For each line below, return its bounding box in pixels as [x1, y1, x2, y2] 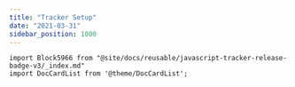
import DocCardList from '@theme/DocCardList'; [9, 69, 189, 78]
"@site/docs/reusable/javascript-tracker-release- [96, 54, 288, 63]
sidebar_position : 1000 [9, 29, 97, 38]
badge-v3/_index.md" [9, 61, 86, 71]
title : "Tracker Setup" [9, 12, 97, 22]
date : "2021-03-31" [9, 21, 82, 30]
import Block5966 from [9, 54, 93, 63]
